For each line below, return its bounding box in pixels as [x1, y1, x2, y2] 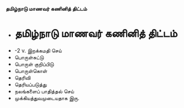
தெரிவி [14, 74, 31, 81]
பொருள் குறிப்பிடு [14, 60, 54, 68]
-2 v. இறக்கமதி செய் [14, 46, 62, 54]
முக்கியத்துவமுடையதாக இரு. [14, 94, 80, 101]
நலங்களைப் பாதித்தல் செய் [14, 87, 74, 95]
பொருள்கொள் [14, 67, 48, 74]
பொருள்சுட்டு [14, 54, 44, 61]
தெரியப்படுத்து [14, 81, 47, 88]
